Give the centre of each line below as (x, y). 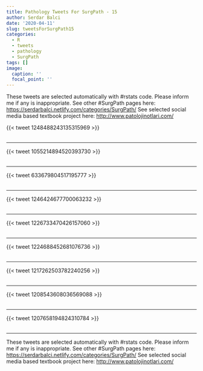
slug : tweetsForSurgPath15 (40, 29)
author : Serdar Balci (34, 18)
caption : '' (27, 74)
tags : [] (17, 62)
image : (14, 68)
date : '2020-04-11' (31, 23)
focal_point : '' (32, 79)
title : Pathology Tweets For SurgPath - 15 (62, 12)
